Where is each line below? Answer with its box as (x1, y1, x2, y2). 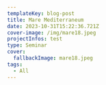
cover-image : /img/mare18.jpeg (7, 29, 96, 36)
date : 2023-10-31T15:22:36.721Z (7, 23, 99, 29)
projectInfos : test (7, 36, 63, 42)
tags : (7, 61, 23, 68)
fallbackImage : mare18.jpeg (13, 55, 94, 62)
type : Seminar (7, 42, 48, 49)
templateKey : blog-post (7, 10, 75, 17)
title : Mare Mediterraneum (7, 16, 84, 23)
